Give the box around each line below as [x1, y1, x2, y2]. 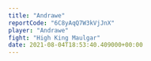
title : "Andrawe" [8, 11, 66, 20]
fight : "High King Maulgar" [8, 33, 101, 42]
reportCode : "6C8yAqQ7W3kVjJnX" [8, 19, 115, 27]
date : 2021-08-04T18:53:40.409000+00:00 [8, 41, 144, 49]
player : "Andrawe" [8, 26, 69, 34]
